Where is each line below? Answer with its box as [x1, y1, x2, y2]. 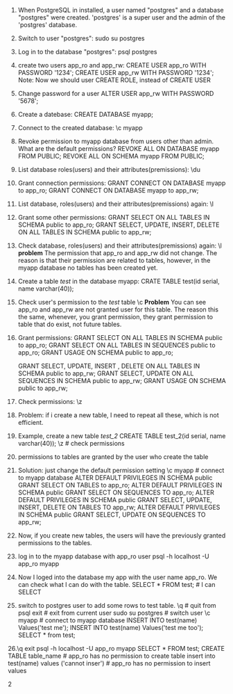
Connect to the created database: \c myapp [17, 124, 143, 131]
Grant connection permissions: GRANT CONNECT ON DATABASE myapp [17, 179, 226, 187]
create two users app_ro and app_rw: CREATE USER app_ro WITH [17, 61, 207, 69]
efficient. [17, 419, 44, 426]
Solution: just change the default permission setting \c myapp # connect [17, 466, 225, 474]
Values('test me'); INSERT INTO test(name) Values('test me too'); [17, 624, 204, 631]
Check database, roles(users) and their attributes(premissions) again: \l [17, 241, 223, 250]
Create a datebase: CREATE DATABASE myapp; [17, 111, 154, 118]
